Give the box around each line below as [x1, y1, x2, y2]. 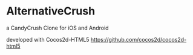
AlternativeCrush [6, 4, 96, 18]
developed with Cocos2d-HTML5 [6, 36, 90, 43]
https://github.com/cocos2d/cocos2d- [90, 36, 187, 43]
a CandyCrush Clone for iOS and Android [6, 24, 109, 31]
